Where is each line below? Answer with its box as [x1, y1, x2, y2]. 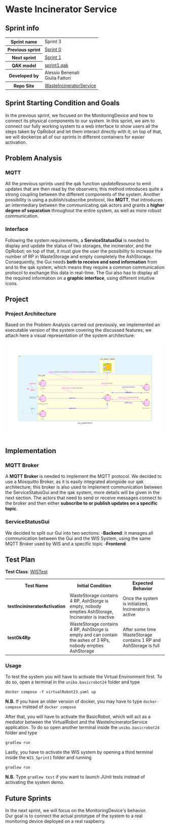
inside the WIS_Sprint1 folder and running [5, 754, 92, 761]
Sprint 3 [45, 38, 62, 44]
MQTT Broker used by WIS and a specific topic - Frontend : [5, 540, 127, 546]
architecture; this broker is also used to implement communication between [5, 484, 163, 490]
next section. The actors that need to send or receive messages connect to [5, 495, 162, 501]
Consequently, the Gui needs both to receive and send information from [5, 259, 158, 265]
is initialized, [122, 600, 149, 607]
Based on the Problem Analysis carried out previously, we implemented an [5, 322, 160, 328]
